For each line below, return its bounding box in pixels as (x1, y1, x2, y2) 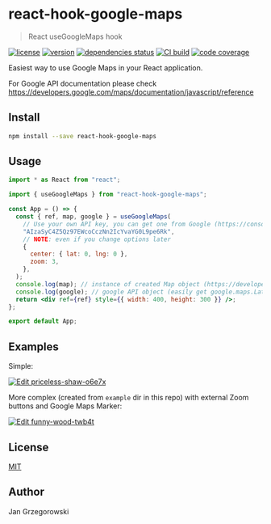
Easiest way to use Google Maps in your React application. (8, 62, 203, 73)
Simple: (8, 361, 34, 371)
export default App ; (8, 317, 78, 326)
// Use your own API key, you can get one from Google (23, 220, 211, 228)
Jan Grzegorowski (8, 506, 69, 516)
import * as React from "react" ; (8, 175, 121, 184)
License (8, 440, 49, 454)
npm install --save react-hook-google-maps (8, 132, 157, 140)
